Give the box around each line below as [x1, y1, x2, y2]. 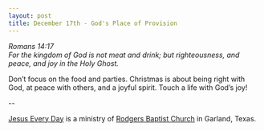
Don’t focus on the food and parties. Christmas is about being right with [8, 74, 246, 84]
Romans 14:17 [8, 41, 55, 51]
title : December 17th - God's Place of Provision [8, 19, 178, 27]
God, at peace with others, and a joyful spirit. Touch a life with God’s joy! [8, 82, 248, 92]
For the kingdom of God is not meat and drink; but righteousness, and [8, 50, 240, 59]
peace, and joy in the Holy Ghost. [8, 58, 119, 68]
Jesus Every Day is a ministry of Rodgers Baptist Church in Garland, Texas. [8, 113, 257, 123]
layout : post [8, 11, 52, 20]
